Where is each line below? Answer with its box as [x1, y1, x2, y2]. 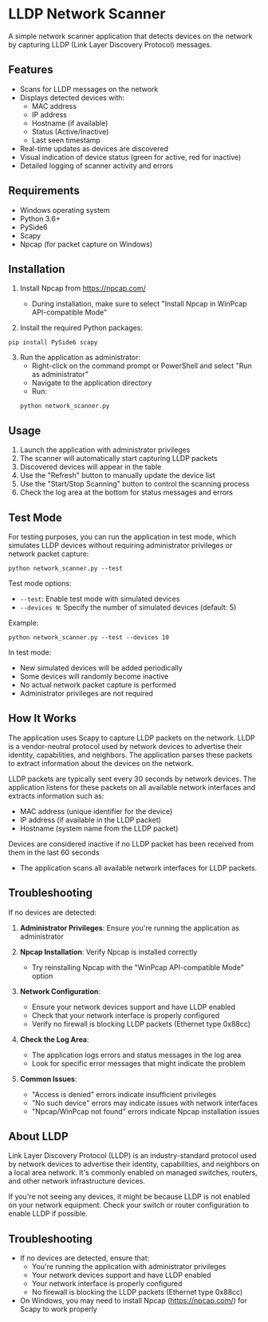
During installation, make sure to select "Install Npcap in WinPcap [31, 299, 247, 309]
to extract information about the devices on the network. [8, 758, 194, 768]
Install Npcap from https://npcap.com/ [19, 283, 146, 293]
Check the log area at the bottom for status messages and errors [19, 487, 234, 497]
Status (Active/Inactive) [31, 126, 109, 136]
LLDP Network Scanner [8, 5, 166, 23]
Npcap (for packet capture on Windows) [19, 239, 153, 249]
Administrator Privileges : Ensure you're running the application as [19, 923, 239, 932]
